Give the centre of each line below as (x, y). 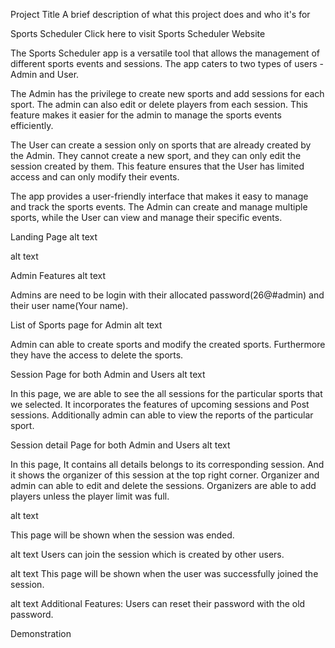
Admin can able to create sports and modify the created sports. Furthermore (168, 344)
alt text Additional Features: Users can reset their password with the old (158, 603)
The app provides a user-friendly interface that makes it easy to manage (159, 196)
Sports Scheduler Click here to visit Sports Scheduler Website (138, 33)
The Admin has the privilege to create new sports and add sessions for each (167, 93)
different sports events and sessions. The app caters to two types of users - (167, 63)
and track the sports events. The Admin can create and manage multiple (159, 207)
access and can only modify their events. (95, 177)
